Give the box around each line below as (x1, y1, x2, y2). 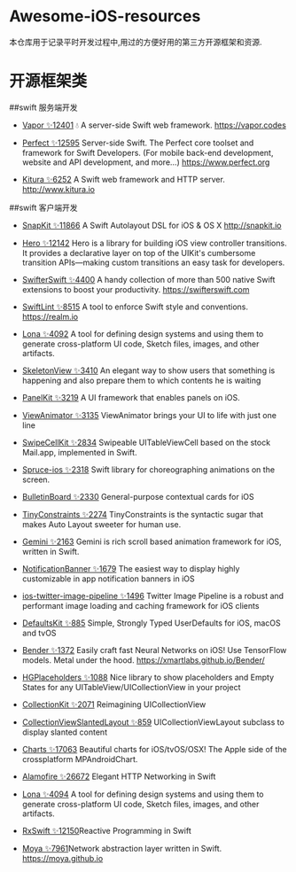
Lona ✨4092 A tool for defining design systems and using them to (21, 328, 264, 339)
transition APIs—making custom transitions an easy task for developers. (21, 257, 285, 268)
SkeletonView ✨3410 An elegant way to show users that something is (21, 365, 276, 376)
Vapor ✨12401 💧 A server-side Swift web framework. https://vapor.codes (21, 120, 286, 130)
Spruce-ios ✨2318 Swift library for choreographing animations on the (21, 463, 276, 475)
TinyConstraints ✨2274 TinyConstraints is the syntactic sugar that (21, 509, 264, 519)
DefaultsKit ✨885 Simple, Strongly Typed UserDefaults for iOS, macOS (21, 618, 281, 628)
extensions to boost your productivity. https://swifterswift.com (21, 284, 250, 294)
